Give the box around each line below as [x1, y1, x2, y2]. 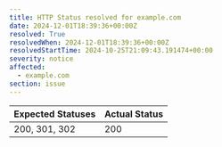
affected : [9, 63, 46, 72]
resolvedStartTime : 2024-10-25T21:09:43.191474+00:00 [9, 46, 214, 55]
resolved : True [9, 29, 66, 38]
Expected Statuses [13, 108, 96, 120]
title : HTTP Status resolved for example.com [9, 12, 181, 22]
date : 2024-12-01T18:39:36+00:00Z [9, 21, 138, 30]
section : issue [9, 79, 66, 88]
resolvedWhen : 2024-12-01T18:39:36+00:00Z [9, 37, 169, 47]
